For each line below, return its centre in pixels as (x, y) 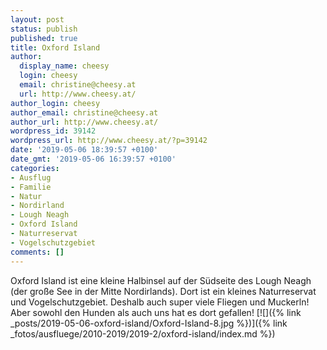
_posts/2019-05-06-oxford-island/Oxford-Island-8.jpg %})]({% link (149, 323)
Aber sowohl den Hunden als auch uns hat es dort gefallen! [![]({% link (156, 312)
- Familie (31, 187)
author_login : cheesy (55, 103)
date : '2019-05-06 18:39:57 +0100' (84, 150)
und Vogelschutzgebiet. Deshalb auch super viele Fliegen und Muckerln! (160, 302)
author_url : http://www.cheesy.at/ (84, 122)
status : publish (44, 29)
